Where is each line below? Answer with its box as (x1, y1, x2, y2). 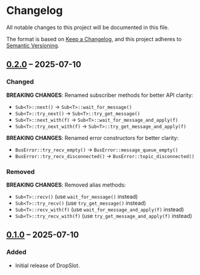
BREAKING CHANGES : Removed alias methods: (6, 181, 126, 188)
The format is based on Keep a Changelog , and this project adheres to (6, 35, 182, 42)
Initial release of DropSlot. (15, 262, 80, 269)
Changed (6, 78, 35, 86)
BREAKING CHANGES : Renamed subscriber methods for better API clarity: (6, 91, 193, 99)
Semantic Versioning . (6, 42, 59, 49)
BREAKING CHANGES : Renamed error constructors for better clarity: (6, 134, 179, 141)
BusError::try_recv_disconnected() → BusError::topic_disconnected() (15, 152, 195, 159)
